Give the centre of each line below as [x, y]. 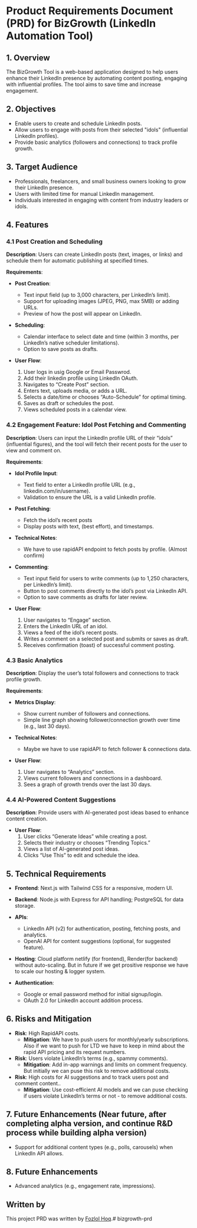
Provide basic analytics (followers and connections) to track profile [96, 142]
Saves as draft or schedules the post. [69, 403]
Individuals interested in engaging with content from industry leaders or [101, 200]
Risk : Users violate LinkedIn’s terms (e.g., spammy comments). [91, 1058]
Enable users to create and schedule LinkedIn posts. [78, 123]
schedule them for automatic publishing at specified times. [77, 261]
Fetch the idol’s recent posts [58, 520]
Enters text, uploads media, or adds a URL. [75, 391]
